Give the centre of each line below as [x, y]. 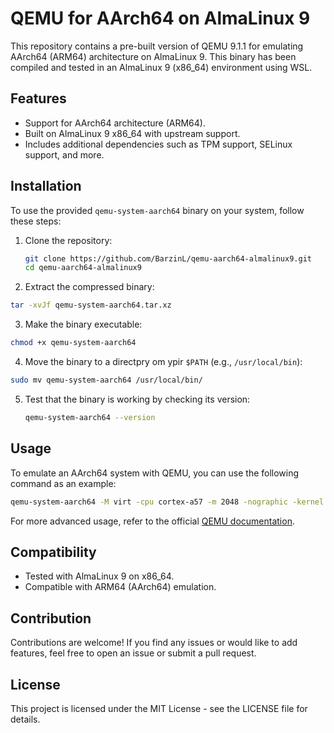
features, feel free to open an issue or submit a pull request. [133, 653]
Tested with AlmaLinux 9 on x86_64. [99, 576]
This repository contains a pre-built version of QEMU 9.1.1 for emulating [157, 46]
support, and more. [64, 154]
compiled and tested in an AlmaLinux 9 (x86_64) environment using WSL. [161, 67]
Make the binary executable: [83, 324]
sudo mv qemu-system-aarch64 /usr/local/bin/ [106, 380]
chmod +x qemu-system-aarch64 [73, 343]
